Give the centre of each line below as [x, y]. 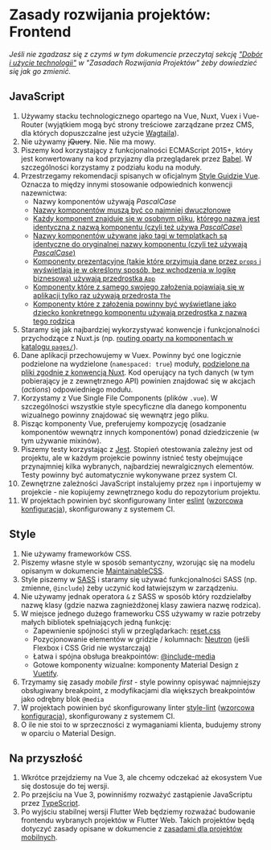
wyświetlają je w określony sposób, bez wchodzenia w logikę [134, 269]
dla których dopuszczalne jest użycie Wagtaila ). [100, 133]
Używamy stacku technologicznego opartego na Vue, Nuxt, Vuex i [131, 116]
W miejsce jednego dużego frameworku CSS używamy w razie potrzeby [141, 614]
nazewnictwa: [44, 193]
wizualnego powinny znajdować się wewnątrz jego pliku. [115, 415]
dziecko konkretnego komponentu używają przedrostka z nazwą [140, 312]
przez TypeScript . [50, 803]
